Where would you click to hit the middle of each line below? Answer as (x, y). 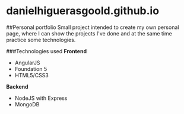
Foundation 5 (31, 69)
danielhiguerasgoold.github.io (83, 11)
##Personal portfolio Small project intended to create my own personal (93, 27)
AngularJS (27, 63)
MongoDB (27, 104)
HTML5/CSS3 (31, 75)
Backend (17, 86)
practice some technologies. (41, 40)
